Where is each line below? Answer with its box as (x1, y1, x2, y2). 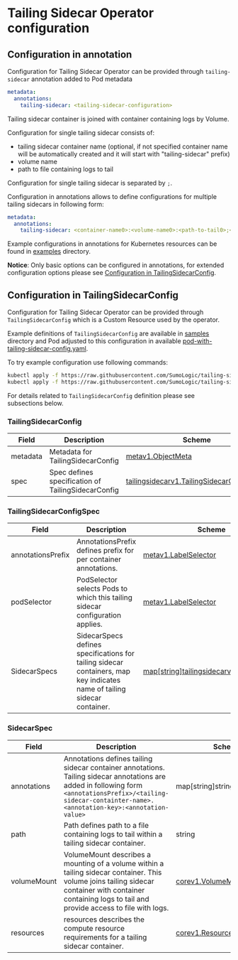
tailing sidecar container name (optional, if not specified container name (17, 142, 228, 151)
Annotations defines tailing (63, 753, 153, 763)
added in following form (63, 780, 143, 790)
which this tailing (76, 593, 133, 603)
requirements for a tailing (63, 932, 147, 942)
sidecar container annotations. (63, 762, 165, 772)
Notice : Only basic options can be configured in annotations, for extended (7, 261, 225, 269)
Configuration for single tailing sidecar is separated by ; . (7, 178, 173, 187)
